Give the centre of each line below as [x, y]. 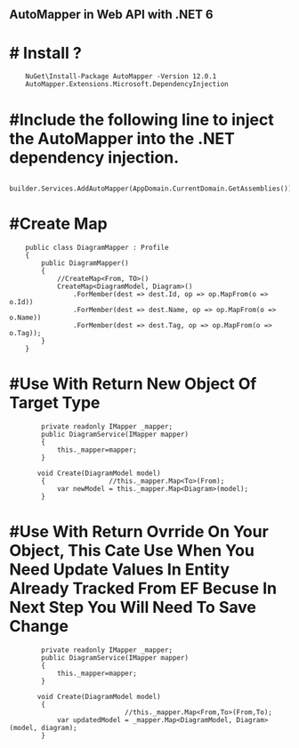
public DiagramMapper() [85, 263]
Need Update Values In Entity [119, 570]
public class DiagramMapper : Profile [97, 248]
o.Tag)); [25, 334]
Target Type [55, 403]
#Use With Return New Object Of [133, 384]
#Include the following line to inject [141, 120]
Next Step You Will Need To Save [133, 607]
